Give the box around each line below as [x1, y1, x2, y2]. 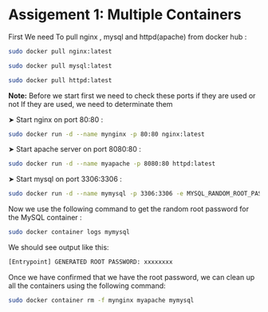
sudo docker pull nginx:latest [8, 47, 112, 55]
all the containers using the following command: [8, 281, 166, 290]
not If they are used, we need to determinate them [8, 99, 173, 109]
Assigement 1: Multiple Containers [8, 6, 242, 24]
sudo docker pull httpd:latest [8, 76, 112, 85]
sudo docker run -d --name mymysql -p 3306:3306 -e [8, 190, 183, 198]
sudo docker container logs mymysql [8, 228, 130, 236]
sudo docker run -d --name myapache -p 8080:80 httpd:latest [8, 160, 216, 168]
